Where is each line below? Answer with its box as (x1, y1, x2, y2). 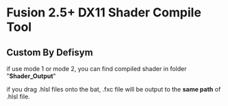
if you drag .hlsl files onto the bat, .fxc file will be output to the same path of (6, 85, 221, 93)
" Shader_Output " (6, 72, 56, 80)
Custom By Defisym (6, 47, 93, 58)
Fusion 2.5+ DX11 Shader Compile (6, 5, 201, 21)
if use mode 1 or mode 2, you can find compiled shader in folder (6, 65, 187, 72)
